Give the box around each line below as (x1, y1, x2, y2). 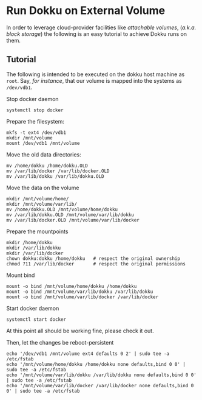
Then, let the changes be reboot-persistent (6, 339, 114, 346)
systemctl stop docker (6, 107, 64, 113)
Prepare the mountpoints (6, 228, 69, 235)
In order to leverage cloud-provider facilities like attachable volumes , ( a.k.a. (6, 24, 197, 31)
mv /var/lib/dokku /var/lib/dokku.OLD (6, 173, 104, 180)
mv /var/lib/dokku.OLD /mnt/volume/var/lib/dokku (6, 211, 135, 218)
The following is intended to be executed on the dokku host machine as (6, 71, 185, 78)
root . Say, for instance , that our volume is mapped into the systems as (6, 77, 182, 84)
